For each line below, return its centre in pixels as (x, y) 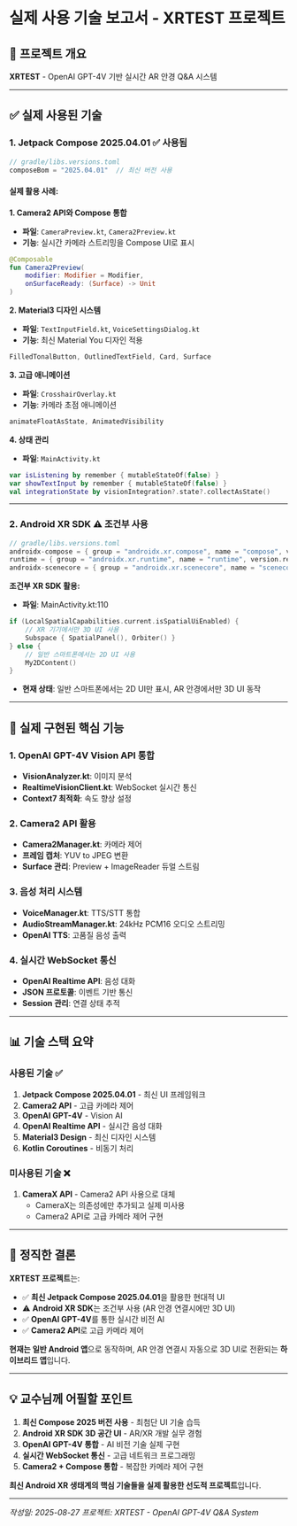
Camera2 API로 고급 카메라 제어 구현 (99, 1216)
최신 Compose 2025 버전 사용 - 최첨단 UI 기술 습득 (111, 1421)
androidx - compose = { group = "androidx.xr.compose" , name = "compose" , (146, 551)
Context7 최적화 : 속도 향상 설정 (77, 798)
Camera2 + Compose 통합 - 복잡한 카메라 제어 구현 (113, 1466)
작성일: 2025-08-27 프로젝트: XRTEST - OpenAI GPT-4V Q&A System (134, 1512)
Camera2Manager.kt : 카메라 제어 (82, 844)
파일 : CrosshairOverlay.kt (69, 393)
